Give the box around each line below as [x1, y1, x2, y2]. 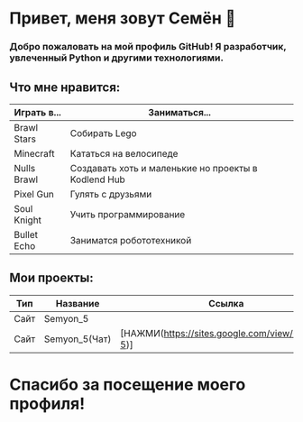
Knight [14, 214, 42, 226]
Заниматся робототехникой [69, 234, 192, 246]
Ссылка [208, 297, 244, 309]
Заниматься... [148, 105, 212, 118]
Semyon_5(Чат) [43, 333, 112, 345]
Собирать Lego [69, 126, 137, 139]
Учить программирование [69, 207, 186, 220]
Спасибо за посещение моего [9, 374, 246, 395]
